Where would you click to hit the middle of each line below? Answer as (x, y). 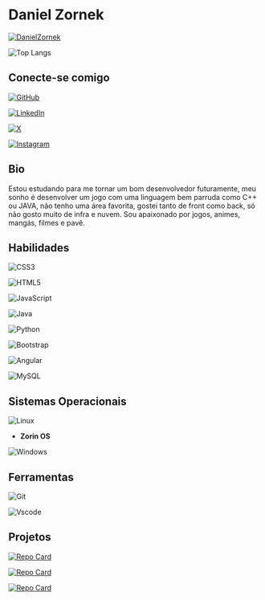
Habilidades (39, 248)
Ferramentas (41, 477)
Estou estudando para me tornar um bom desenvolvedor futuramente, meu (132, 188)
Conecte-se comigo (59, 78)
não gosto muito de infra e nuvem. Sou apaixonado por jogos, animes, (124, 214)
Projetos (30, 537)
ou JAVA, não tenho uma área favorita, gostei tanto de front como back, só (132, 206)
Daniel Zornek (56, 15)
